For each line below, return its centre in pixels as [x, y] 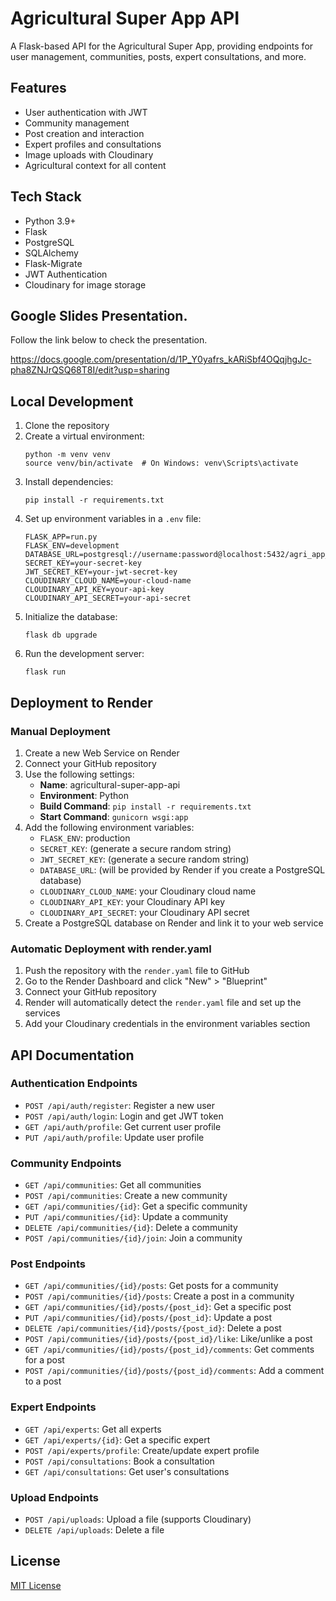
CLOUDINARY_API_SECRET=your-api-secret [108, 598]
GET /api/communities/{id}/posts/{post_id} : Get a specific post [158, 1307]
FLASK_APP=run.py [61, 537]
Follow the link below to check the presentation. [109, 340]
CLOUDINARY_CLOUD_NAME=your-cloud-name [108, 581]
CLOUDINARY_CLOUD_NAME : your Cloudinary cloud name [148, 891]
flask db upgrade [61, 635]
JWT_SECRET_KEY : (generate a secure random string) [144, 859]
